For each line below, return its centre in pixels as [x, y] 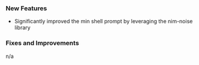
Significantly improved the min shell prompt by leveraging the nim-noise [103, 21]
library [22, 27]
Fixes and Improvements [42, 43]
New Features [26, 8]
